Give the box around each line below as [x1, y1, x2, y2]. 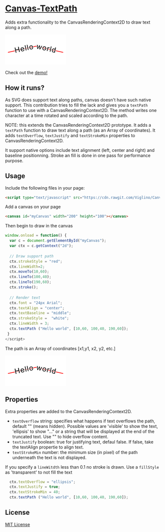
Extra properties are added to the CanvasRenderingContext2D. [5, 408, 132, 414]
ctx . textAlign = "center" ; [9, 306, 65, 310]
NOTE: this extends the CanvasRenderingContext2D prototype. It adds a [5, 122, 151, 128]
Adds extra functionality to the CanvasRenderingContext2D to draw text [5, 19, 151, 25]
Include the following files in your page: [5, 185, 85, 191]
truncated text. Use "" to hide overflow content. [12, 433, 109, 440]
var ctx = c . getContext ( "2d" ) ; [9, 244, 74, 249]
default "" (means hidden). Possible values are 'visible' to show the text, [12, 423, 158, 429]
